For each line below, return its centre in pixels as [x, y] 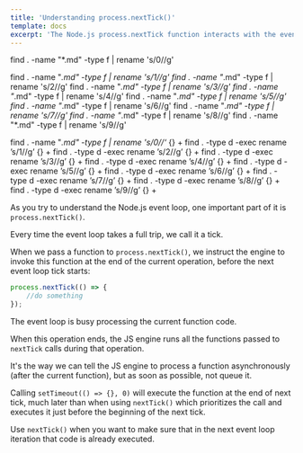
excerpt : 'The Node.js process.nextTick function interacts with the [143, 34]
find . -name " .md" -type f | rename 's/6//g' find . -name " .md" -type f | [143, 106]
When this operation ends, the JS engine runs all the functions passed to [145, 339]
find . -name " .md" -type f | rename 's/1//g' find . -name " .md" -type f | [142, 77]
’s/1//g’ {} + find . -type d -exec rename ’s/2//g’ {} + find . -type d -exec [142, 152]
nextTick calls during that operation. [77, 348]
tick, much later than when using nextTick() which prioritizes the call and [146, 402]
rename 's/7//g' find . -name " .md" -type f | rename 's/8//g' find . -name [144, 115]
